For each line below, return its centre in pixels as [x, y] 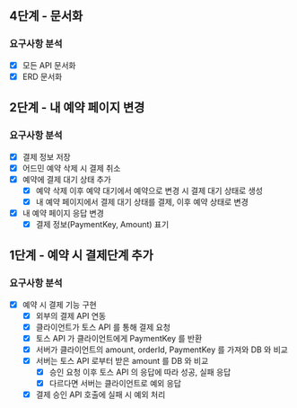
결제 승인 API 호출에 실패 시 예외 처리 [100, 395]
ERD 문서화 [42, 76]
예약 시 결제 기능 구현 [59, 305]
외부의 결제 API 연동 [70, 315]
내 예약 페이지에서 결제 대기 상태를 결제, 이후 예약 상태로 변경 [142, 201]
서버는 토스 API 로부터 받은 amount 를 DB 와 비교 [122, 360]
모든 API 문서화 [49, 65]
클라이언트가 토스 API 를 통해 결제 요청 [103, 327]
